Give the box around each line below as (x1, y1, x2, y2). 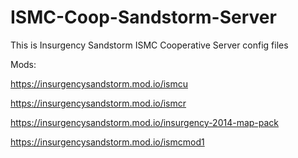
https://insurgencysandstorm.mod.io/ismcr (10, 97, 187, 109)
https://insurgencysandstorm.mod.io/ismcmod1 (10, 136, 205, 148)
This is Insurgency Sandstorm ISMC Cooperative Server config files (10, 39, 289, 51)
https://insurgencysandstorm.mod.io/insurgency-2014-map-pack (10, 116, 280, 128)
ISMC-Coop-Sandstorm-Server (10, 6, 277, 29)
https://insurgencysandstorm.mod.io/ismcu (10, 77, 189, 90)
